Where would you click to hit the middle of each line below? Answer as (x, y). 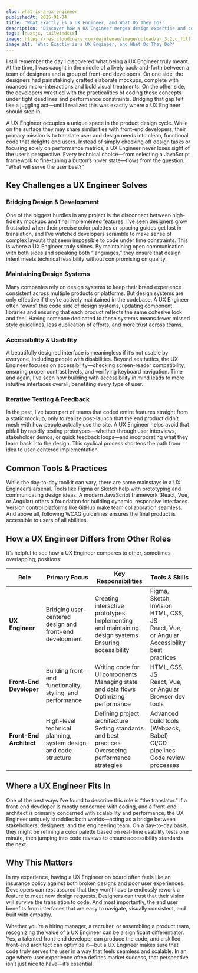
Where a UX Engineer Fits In (58, 786)
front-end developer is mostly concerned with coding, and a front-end (91, 807)
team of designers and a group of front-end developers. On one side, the (95, 74)
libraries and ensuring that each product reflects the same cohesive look (94, 312)
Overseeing (111, 751)
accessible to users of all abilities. (47, 520)
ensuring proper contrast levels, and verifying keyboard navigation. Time (94, 372)
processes (165, 765)
